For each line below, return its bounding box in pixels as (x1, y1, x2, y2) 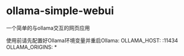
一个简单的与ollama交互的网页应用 (6, 24, 90, 31)
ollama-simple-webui (6, 4, 115, 18)
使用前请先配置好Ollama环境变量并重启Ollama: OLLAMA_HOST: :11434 (6, 37, 178, 44)
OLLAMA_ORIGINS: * (6, 43, 58, 51)
